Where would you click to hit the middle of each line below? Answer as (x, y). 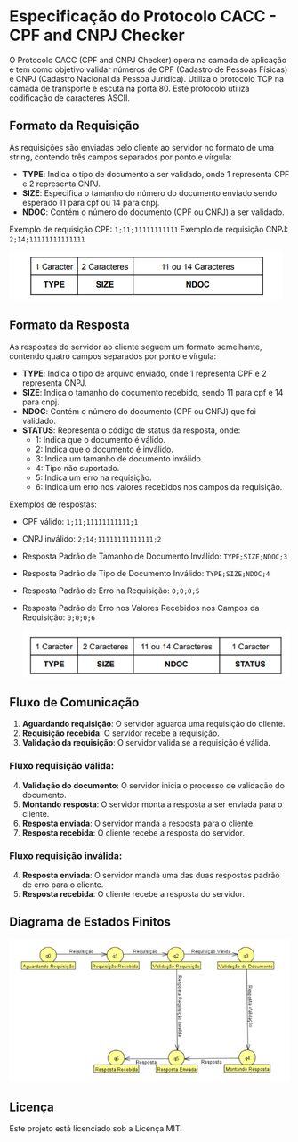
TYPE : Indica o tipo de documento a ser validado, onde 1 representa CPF (156, 174)
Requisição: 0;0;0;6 (59, 617)
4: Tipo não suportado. (77, 468)
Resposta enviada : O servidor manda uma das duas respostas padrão (151, 876)
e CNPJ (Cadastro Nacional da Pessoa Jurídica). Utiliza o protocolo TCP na (147, 78)
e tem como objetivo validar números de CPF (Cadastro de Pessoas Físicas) (149, 69)
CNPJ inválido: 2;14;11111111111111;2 (92, 538)
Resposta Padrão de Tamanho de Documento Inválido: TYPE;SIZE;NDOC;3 (155, 556)
